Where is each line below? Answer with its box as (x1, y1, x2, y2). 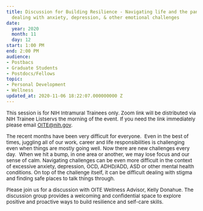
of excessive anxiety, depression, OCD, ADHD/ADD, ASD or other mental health (6, 163, 195, 169)
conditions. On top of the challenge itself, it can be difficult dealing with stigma (6, 169, 193, 175)
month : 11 (11, 31, 36, 37)
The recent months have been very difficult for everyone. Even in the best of (6, 133, 189, 139)
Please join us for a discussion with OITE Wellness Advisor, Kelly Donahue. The (6, 186, 194, 193)
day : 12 (11, 37, 31, 43)
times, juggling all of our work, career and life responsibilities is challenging (6, 139, 185, 145)
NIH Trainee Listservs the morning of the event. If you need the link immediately (6, 115, 196, 122)
